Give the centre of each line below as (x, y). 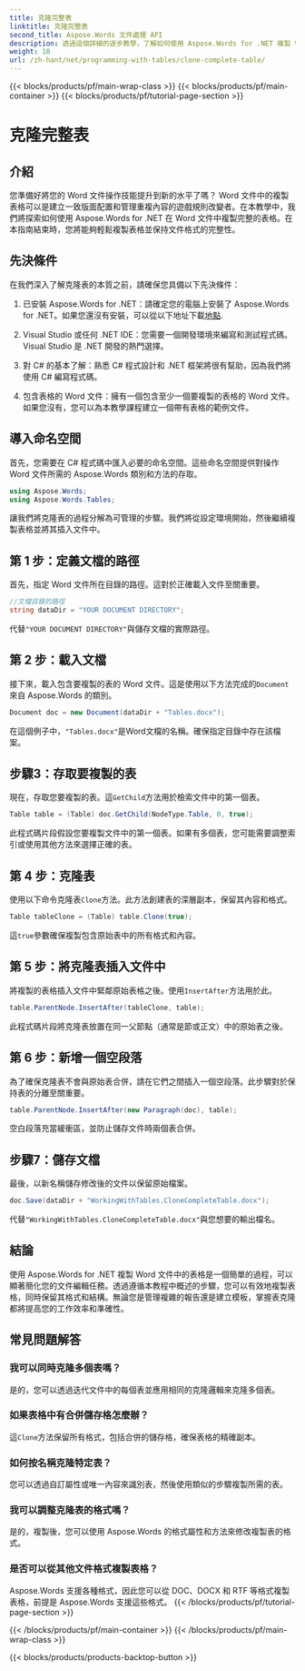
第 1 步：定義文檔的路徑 (74, 561)
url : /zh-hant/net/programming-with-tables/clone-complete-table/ (138, 60)
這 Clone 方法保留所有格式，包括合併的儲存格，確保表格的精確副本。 (135, 1437)
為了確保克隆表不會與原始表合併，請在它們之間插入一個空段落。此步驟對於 (148, 1081)
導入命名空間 (45, 439)
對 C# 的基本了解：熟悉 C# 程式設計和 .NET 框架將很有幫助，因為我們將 (157, 365)
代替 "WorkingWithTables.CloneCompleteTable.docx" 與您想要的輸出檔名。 (144, 1220)
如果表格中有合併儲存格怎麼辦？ (79, 1415)
